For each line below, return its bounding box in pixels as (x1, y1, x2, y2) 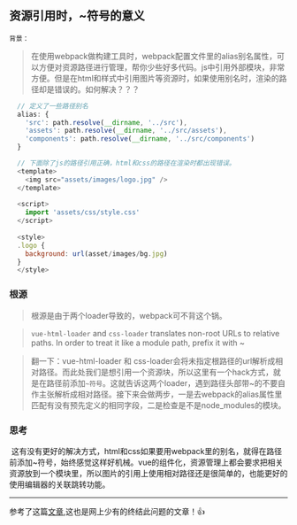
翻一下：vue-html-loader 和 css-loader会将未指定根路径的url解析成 (30, 355, 276, 366)
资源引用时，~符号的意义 (9, 8, 146, 24)
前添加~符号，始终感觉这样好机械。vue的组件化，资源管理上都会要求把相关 (9, 457, 284, 467)
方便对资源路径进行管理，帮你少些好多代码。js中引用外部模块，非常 (38, 61, 286, 73)
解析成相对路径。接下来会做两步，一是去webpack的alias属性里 (54, 389, 283, 399)
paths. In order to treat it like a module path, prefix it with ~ (30, 337, 246, 348)
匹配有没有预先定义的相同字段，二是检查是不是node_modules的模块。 (30, 399, 286, 410)
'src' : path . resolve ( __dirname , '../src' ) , (25, 118, 188, 127)
